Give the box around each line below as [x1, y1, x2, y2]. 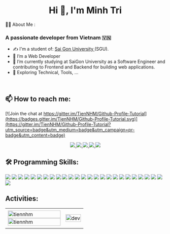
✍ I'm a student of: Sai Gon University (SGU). [12, 46, 109, 52]
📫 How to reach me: [5, 94, 71, 103]
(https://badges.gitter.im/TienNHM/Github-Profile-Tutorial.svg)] [5, 116, 138, 122]
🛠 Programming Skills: [5, 158, 79, 166]
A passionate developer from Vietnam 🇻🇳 [5, 34, 112, 41]
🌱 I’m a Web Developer [12, 53, 61, 59]
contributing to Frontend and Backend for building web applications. [12, 64, 155, 70]
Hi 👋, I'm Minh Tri [49, 5, 122, 16]
